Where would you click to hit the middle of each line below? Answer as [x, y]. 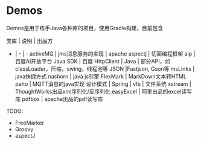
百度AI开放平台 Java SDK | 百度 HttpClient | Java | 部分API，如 [93, 61]
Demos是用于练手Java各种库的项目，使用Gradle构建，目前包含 [85, 28]
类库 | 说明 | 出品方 [30, 40]
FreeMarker [29, 123]
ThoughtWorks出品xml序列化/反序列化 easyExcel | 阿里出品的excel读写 [103, 91]
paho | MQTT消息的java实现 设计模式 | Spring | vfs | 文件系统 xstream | [103, 84]
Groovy [24, 129]
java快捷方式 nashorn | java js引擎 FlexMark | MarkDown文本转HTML [101, 76]
